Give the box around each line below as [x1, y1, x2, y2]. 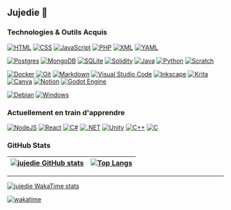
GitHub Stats [7, 140, 51, 150]
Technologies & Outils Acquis [7, 28, 108, 37]
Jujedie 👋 [7, 7, 48, 19]
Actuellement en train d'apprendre [7, 107, 125, 117]
